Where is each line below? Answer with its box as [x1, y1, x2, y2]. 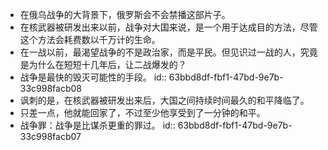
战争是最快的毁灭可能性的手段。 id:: [19, 71, 167, 83]
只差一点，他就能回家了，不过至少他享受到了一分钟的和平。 [19, 107, 266, 118]
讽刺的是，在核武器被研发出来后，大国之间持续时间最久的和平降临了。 [19, 94, 310, 106]
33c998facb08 [19, 83, 83, 94]
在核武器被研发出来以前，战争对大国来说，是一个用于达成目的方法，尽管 [19, 21, 318, 33]
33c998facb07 [19, 131, 82, 142]
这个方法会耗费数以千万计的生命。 [19, 34, 161, 45]
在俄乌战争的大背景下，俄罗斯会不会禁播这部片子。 [19, 9, 231, 20]
